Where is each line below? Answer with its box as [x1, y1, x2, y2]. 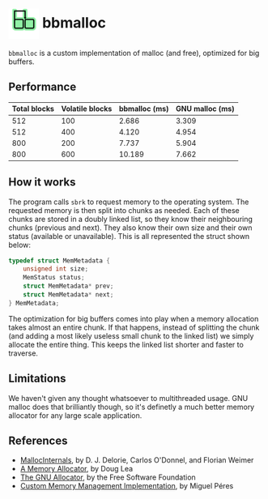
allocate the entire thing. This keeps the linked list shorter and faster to [8, 339, 245, 349]
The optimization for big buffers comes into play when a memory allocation [8, 313, 259, 323]
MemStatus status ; [23, 274, 85, 282]
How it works [8, 175, 76, 190]
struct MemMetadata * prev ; [23, 282, 114, 291]
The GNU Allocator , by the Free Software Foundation [19, 472, 196, 482]
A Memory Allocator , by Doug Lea [19, 464, 134, 474]
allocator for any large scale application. [8, 410, 143, 420]
